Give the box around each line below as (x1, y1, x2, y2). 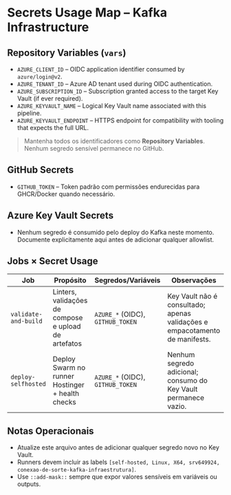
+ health (52, 389, 80, 399)
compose (52, 313, 83, 323)
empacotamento (167, 326, 221, 335)
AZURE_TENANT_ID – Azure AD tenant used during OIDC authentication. (16, 80, 213, 87)
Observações (171, 275, 217, 285)
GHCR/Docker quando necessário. (16, 189, 115, 198)
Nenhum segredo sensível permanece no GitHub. (23, 145, 164, 152)
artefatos (52, 339, 82, 348)
